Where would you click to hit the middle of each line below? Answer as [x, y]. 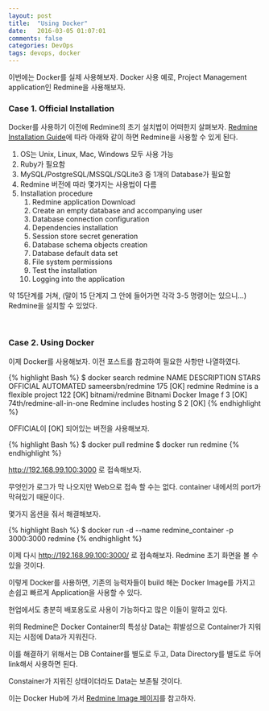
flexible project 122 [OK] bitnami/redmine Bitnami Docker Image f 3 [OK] [128, 395]
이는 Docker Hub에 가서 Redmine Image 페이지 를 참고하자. [102, 698]
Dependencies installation [75, 228]
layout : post [30, 16]
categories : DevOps [41, 46]
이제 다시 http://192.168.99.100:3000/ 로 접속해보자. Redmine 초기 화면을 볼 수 [134, 555]
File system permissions [72, 262]
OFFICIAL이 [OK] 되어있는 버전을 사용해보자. [79, 428]
